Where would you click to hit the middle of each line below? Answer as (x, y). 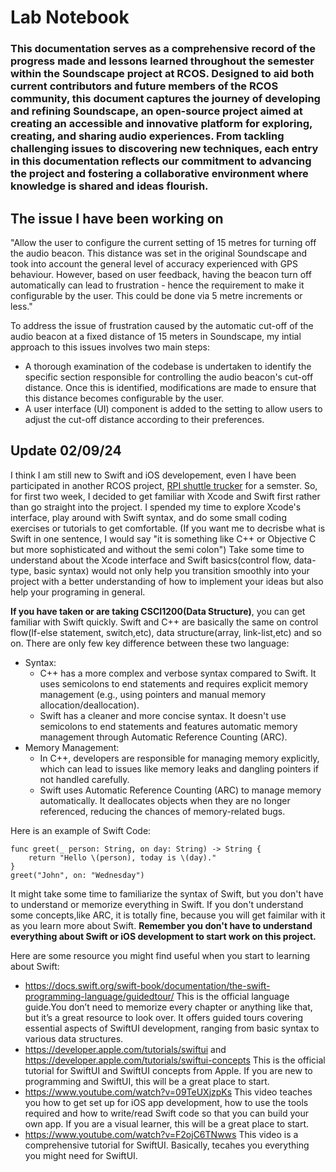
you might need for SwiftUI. (81, 1155)
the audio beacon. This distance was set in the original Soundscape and (159, 253)
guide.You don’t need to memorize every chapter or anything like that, (168, 1007)
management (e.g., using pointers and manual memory (153, 694)
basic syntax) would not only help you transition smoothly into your (171, 570)
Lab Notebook (70, 17)
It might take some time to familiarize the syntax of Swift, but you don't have (167, 893)
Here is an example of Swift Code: (81, 830)
